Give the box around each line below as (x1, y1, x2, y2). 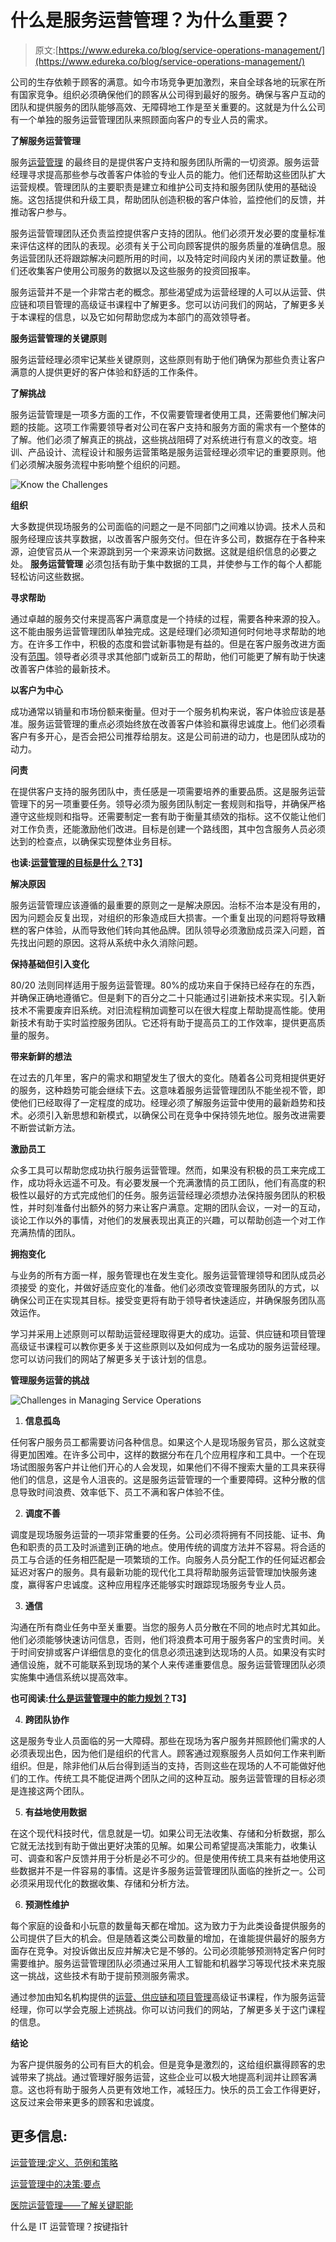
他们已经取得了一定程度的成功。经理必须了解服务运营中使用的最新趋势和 (18, 1096, 317, 1108)
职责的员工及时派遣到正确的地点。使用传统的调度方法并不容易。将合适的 (27, 1541, 326, 1553)
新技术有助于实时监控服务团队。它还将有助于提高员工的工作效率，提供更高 (10, 1016, 317, 1028)
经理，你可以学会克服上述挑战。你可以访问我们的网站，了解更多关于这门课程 (10, 2003, 326, 2015)
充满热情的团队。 (10, 1226, 81, 1238)
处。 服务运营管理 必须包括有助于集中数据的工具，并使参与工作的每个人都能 (10, 557, 322, 570)
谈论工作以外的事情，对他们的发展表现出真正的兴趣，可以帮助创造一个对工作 (10, 1214, 326, 1226)
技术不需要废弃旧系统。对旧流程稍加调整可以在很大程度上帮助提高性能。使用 (10, 1004, 326, 1016)
